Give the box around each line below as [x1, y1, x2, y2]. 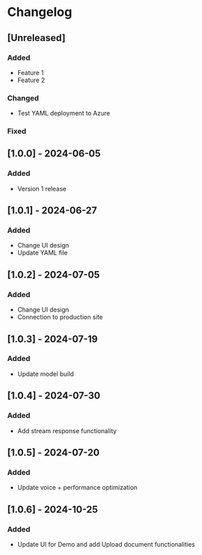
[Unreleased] [7, 32, 66, 44]
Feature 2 [17, 76, 45, 84]
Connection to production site [17, 313, 103, 321]
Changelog [7, 4, 72, 20]
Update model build [17, 369, 75, 378]
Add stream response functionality [17, 426, 117, 435]
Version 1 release [17, 184, 67, 193]
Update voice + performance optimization [17, 483, 138, 492]
